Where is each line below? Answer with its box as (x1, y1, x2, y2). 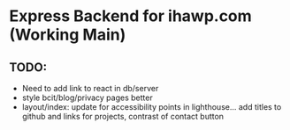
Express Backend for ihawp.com (9, 6, 252, 26)
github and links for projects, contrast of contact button (21, 112, 224, 121)
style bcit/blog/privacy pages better (21, 92, 153, 103)
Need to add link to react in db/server (21, 83, 159, 93)
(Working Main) (9, 25, 126, 45)
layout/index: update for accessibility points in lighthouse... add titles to (21, 102, 282, 112)
